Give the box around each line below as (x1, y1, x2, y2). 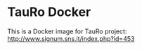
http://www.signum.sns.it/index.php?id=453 (7, 34, 135, 42)
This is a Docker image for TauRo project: (7, 27, 127, 35)
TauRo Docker (7, 4, 91, 20)
